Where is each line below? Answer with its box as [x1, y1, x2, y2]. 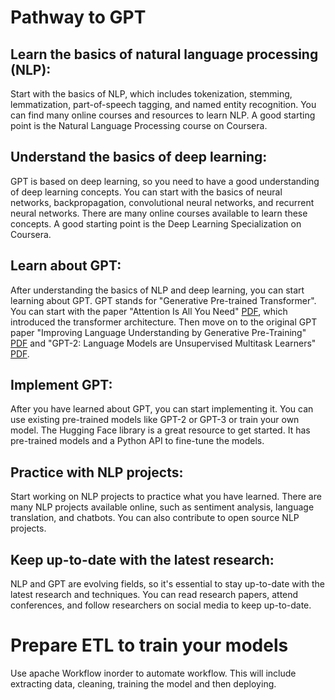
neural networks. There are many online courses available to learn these [10, 207, 308, 219]
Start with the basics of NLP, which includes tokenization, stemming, [10, 88, 293, 100]
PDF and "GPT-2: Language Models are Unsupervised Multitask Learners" [10, 337, 317, 349]
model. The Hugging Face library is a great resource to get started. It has [10, 424, 311, 436]
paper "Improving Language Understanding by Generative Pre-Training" [10, 326, 307, 338]
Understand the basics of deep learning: [10, 149, 268, 166]
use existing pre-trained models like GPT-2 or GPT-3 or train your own [10, 414, 300, 426]
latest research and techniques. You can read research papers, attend [10, 589, 299, 601]
